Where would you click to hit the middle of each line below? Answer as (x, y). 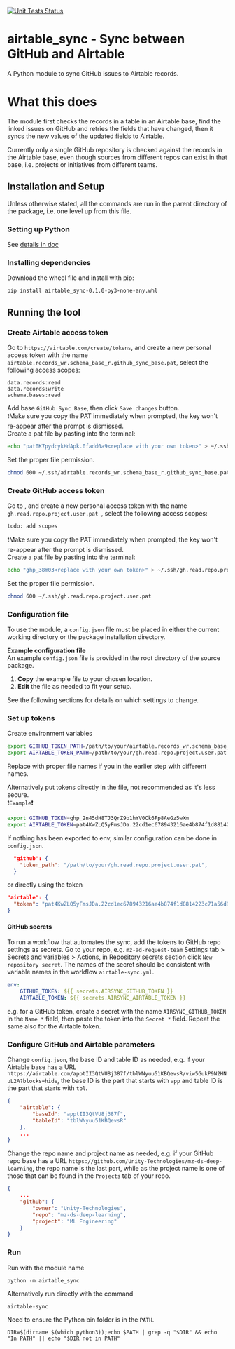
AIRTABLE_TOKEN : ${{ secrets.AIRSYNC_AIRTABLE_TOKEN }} (103, 998)
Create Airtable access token (58, 332)
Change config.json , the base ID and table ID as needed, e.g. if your (106, 1060)
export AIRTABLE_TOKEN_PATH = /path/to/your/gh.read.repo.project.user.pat (117, 753)
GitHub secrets (30, 927)
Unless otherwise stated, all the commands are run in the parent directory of (117, 203)
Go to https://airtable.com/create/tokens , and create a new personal (109, 347)
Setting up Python (38, 229)
